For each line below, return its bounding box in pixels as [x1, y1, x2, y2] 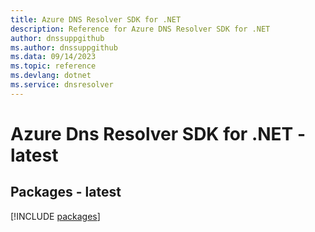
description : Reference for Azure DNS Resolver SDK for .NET [10, 24, 271, 34]
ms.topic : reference [10, 61, 97, 71]
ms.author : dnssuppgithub [10, 42, 118, 53]
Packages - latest [10, 184, 122, 201]
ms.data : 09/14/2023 [10, 52, 97, 62]
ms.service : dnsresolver [10, 80, 114, 90]
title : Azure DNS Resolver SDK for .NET [10, 14, 182, 25]
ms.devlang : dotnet [10, 71, 92, 81]
